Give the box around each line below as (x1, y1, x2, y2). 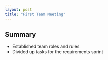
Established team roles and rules (12, 43, 80, 50)
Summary (5, 30, 36, 39)
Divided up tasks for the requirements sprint (12, 49, 103, 55)
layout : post (5, 7, 32, 12)
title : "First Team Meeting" (5, 12, 66, 17)
